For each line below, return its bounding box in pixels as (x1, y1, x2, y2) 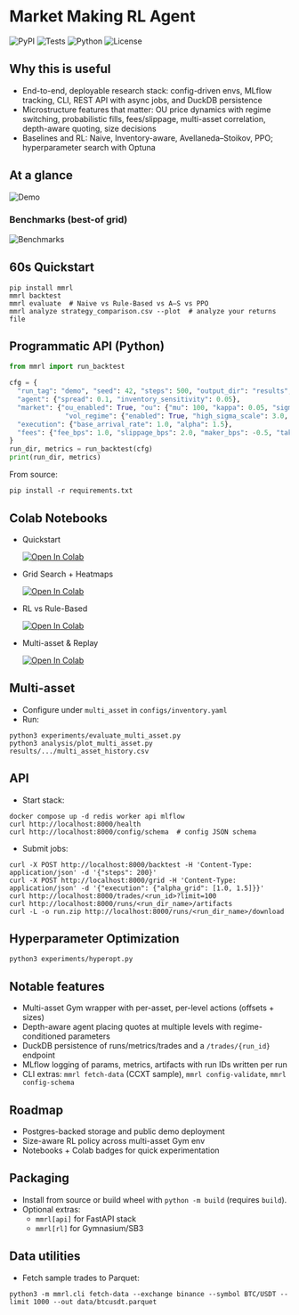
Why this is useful (9, 61, 111, 77)
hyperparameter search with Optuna (21, 142, 156, 152)
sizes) (21, 1012, 44, 1023)
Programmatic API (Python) (9, 339, 165, 354)
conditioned (21, 1031, 67, 1041)
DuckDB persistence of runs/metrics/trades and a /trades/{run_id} (21, 1041, 271, 1051)
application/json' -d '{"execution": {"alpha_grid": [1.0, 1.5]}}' (9, 884, 265, 893)
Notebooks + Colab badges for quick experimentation (21, 1145, 220, 1156)
